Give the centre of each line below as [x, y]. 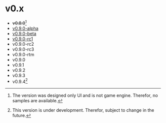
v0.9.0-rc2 [23, 44]
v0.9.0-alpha [25, 28]
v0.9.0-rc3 [23, 49]
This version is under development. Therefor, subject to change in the [83, 110]
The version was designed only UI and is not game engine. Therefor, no [85, 95]
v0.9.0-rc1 [22, 39]
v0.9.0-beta [24, 33]
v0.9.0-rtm [23, 54]
